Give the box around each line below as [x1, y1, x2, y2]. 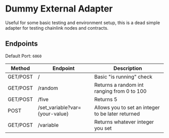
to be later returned [94, 110, 140, 117]
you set [94, 124, 112, 131]
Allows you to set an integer [94, 104, 160, 111]
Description [113, 65, 142, 72]
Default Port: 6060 [5, 53, 42, 59]
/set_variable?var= [37, 104, 81, 111]
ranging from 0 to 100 [94, 87, 147, 94]
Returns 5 [94, 96, 118, 103]
